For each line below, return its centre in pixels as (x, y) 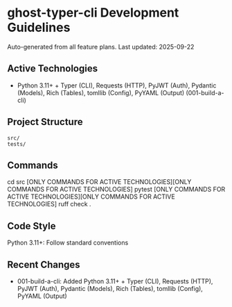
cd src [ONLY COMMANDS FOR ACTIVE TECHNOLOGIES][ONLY (99, 182)
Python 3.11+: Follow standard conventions (68, 243)
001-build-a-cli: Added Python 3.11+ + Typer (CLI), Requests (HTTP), (115, 281)
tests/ (17, 144)
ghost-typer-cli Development (93, 13)
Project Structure (45, 122)
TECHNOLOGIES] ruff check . (49, 204)
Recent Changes (44, 264)
